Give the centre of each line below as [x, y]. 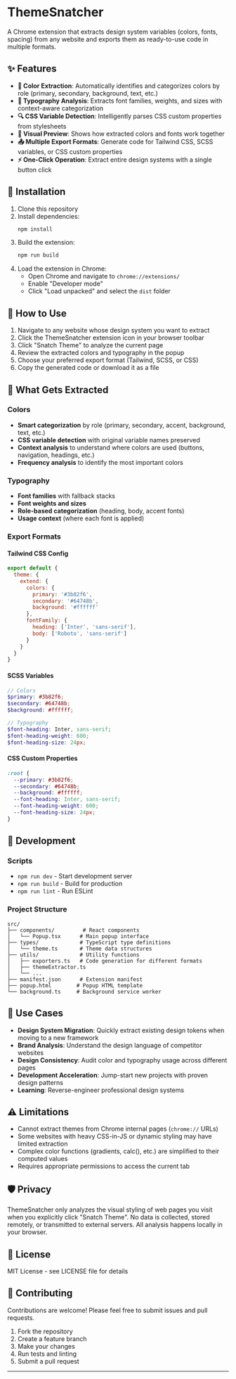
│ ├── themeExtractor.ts [47, 967]
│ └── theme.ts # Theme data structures [80, 949]
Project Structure [37, 909]
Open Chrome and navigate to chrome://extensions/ [104, 276]
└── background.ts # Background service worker [84, 992]
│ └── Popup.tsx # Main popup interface [78, 936]
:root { [19, 773]
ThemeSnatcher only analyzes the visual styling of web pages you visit [110, 1210]
